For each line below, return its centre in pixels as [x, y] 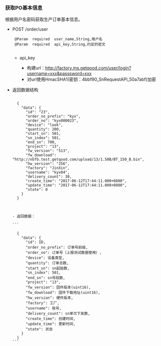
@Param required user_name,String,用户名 [59, 39]
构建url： [36, 68]
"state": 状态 [39, 329]
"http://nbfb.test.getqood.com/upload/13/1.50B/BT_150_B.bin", [78, 159]
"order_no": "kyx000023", [52, 121]
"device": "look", [44, 125]
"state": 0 [37, 190]
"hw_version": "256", [47, 164]
